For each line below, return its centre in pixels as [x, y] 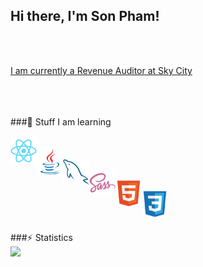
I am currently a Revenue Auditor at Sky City [101, 70]
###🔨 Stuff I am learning [61, 121]
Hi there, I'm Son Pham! [85, 16]
